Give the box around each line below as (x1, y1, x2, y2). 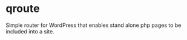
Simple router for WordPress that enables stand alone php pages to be (5, 21, 182, 29)
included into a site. (5, 27, 55, 35)
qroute (5, 2, 40, 16)
